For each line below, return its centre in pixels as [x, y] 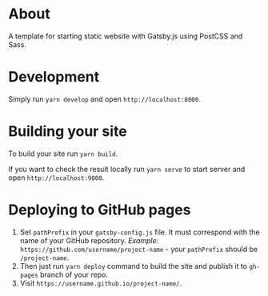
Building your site [68, 132]
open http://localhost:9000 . [56, 178]
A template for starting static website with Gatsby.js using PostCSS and [126, 36]
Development [54, 77]
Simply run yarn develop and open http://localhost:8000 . [105, 99]
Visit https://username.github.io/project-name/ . [101, 283]
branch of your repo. [74, 274]
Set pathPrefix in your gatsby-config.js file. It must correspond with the [140, 232]
